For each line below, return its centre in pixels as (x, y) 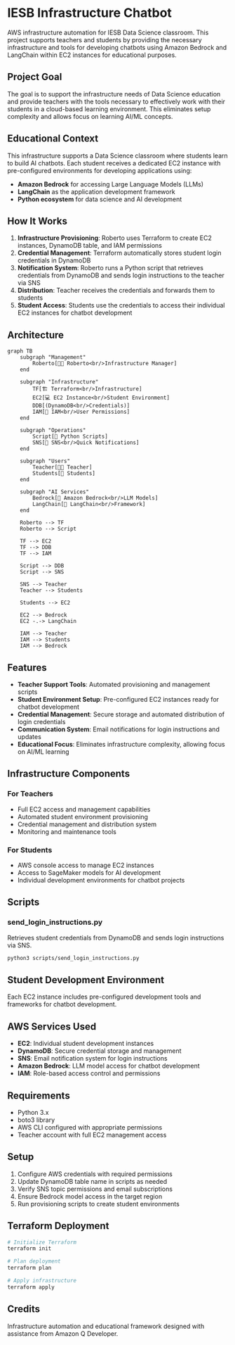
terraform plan (29, 1268)
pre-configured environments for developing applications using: (100, 170)
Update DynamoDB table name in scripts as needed (92, 1181)
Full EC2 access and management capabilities (84, 809)
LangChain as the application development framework (96, 191)
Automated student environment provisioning (83, 816)
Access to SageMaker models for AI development (89, 872)
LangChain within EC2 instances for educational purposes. (92, 55)
